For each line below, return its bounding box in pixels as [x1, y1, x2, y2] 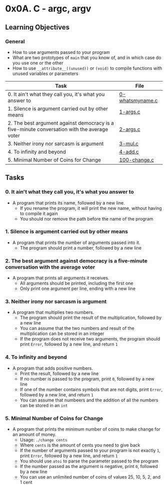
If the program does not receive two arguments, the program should [19, 336, 160, 342]
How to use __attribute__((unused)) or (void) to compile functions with [12, 65, 162, 71]
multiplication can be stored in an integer [19, 330, 104, 336]
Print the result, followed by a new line [19, 370, 99, 376]
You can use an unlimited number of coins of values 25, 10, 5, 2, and [19, 474, 161, 480]
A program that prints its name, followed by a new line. [12, 199, 125, 205]
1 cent [19, 479, 32, 485]
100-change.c [119, 156, 154, 163]
